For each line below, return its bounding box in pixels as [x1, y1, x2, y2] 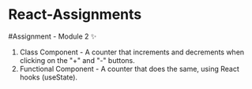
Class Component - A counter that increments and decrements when [19, 47, 245, 57]
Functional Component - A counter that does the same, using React [19, 64, 239, 73]
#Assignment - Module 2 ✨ [8, 32, 97, 41]
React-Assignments [8, 6, 142, 24]
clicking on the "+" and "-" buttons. [19, 55, 136, 65]
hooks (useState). [19, 72, 77, 82]
